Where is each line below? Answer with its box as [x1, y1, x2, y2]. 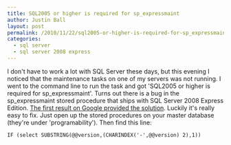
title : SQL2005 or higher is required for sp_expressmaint [7, 10, 180, 17]
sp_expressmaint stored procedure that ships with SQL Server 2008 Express [7, 96, 224, 104]
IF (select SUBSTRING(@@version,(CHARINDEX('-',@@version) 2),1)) [7, 131, 201, 138]
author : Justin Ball [7, 16, 67, 23]
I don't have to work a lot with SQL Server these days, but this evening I [7, 67, 210, 76]
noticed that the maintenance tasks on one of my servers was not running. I [7, 74, 221, 82]
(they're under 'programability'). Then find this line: [7, 118, 153, 126]
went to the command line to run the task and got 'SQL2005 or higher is [7, 82, 211, 90]
